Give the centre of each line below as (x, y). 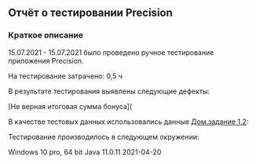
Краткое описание (46, 35)
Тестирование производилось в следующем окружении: (104, 137)
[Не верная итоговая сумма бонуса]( (70, 106)
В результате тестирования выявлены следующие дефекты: (109, 91)
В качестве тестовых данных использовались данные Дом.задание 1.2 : (128, 122)
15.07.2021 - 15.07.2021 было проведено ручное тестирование (111, 52)
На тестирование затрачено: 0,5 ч (66, 76)
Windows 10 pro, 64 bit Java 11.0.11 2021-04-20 (85, 151)
